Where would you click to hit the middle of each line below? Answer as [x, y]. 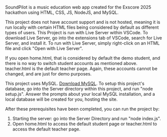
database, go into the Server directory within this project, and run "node [79, 89]
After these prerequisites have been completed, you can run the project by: [82, 109]
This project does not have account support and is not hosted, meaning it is [83, 22]
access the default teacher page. [46, 129]
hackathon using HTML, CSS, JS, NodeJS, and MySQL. [62, 12]
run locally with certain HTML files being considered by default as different [82, 27]
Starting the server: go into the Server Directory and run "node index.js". [86, 118]
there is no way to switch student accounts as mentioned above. [71, 63]
